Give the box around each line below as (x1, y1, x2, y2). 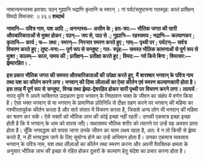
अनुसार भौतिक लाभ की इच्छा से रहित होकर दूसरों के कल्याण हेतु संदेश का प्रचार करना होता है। (6, 148, 187, 154)
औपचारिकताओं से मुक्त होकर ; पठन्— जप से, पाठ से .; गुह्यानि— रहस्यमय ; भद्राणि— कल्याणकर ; (6, 32, 195, 39)
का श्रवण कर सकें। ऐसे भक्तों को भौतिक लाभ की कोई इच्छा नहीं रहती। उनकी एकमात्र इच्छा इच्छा (6, 113, 191, 120)
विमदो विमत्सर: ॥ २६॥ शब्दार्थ (6, 13, 65, 20)
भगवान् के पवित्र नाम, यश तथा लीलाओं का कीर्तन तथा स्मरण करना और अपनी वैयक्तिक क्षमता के (6, 141, 188, 148)
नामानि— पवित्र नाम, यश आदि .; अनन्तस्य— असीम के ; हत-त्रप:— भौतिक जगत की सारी (6, 25, 177, 32)
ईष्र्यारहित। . (6, 59, 31, 67)
